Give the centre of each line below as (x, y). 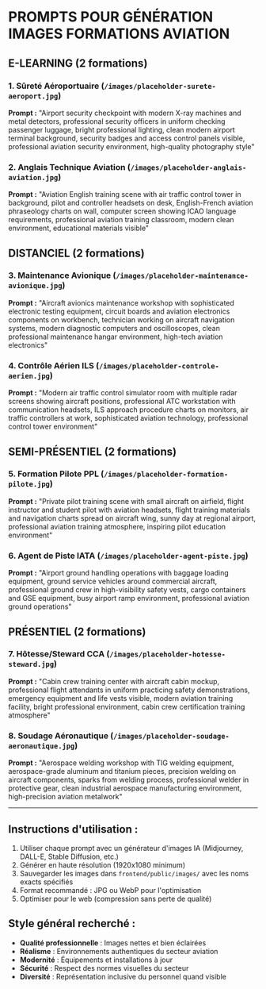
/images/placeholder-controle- (159, 366)
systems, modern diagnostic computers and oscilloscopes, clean (114, 328)
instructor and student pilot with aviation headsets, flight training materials (129, 510)
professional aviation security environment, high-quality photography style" (131, 146)
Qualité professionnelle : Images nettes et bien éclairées (113, 943)
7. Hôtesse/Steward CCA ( (59, 654)
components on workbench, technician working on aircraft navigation (122, 319)
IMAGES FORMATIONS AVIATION (119, 34)
